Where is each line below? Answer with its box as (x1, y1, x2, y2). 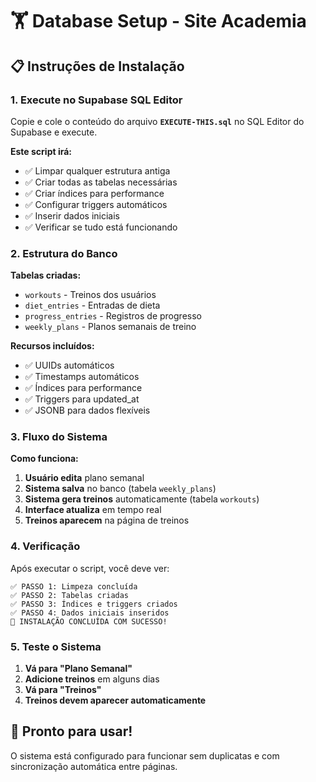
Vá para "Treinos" (24, 684, 102, 696)
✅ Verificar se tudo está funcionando (24, 221, 178, 233)
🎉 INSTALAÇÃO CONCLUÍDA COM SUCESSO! (10, 616, 168, 627)
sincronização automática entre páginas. (10, 760, 178, 772)
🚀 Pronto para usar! (10, 723, 133, 740)
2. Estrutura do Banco (10, 246, 118, 260)
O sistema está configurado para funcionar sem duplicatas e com (10, 749, 280, 762)
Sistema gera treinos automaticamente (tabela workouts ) (24, 493, 260, 505)
